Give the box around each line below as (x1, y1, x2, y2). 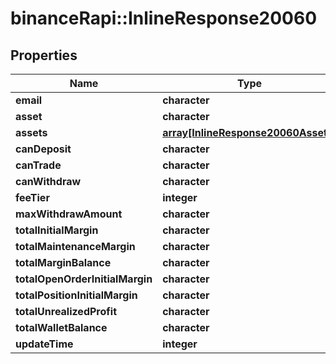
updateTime (15, 337, 74, 351)
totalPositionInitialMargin (15, 288, 138, 302)
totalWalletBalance (15, 321, 108, 334)
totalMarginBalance (15, 256, 112, 269)
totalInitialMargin (15, 223, 99, 237)
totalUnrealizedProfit (15, 305, 117, 318)
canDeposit (15, 142, 72, 156)
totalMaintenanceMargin (15, 240, 136, 253)
